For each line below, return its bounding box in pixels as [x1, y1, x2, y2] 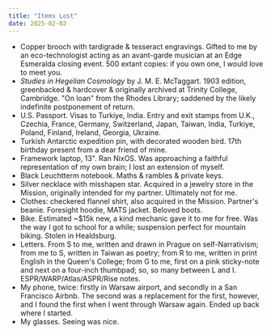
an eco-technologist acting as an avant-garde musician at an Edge [19, 50, 243, 60]
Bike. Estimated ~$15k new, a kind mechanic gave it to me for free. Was [19, 214, 259, 223]
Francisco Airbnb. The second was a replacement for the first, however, [19, 290, 260, 300]
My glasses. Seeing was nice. [19, 316, 120, 326]
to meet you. [19, 67, 62, 77]
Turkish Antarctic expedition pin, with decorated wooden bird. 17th [19, 136, 242, 146]
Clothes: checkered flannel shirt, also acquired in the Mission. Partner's [19, 196, 259, 206]
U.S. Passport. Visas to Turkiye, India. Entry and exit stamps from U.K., [19, 110, 256, 120]
